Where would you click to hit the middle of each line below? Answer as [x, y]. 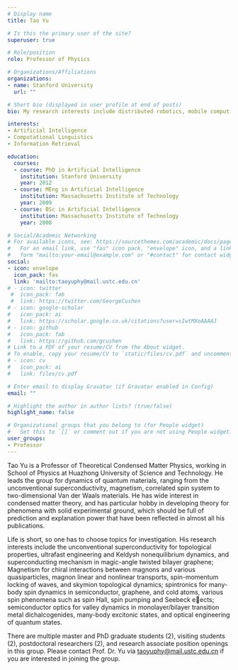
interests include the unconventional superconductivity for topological [109, 547]
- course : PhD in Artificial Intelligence [77, 170]
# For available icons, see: [50, 242]
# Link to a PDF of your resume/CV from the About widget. [96, 347]
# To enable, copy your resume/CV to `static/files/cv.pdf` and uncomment [120, 354]
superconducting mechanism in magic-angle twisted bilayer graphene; [110, 562]
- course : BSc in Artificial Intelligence [77, 209]
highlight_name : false [41, 413]
